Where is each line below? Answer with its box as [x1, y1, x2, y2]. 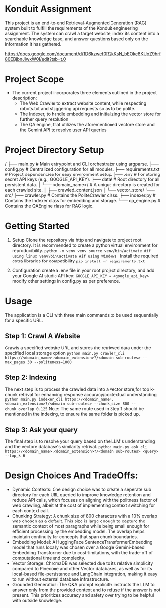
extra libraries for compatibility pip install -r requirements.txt [12, 258, 145, 264]
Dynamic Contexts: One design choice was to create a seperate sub [12, 486, 152, 493]
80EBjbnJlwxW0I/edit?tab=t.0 [5, 56, 66, 62]
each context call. [12, 508, 49, 514]
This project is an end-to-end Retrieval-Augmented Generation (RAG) [5, 20, 147, 26]
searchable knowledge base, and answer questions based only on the [5, 36, 148, 42]
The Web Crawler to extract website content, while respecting [19, 100, 147, 106]
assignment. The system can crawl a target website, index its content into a [5, 30, 160, 36]
